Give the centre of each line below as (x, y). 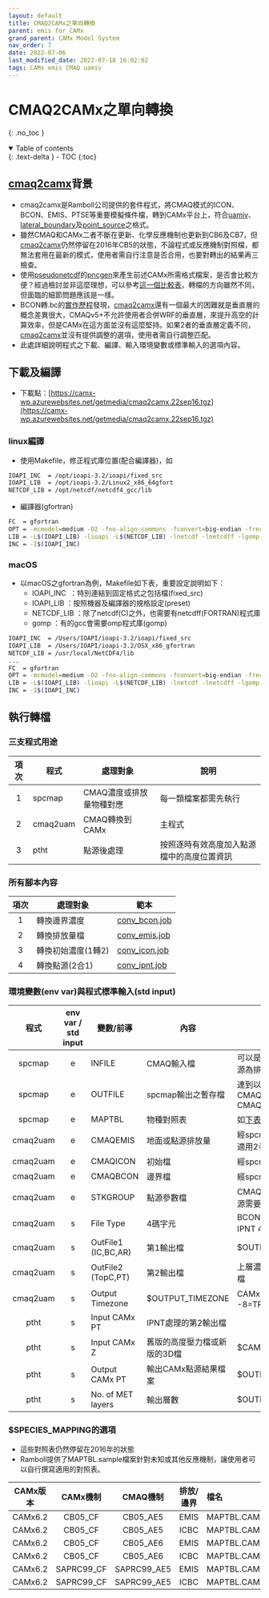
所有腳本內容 (33, 882)
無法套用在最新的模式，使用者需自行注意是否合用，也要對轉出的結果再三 (139, 255)
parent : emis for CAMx (46, 30)
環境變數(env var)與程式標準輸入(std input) (92, 991)
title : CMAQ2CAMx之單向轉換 (52, 23)
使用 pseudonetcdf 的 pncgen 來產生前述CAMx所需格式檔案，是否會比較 (136, 275)
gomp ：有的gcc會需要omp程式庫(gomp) (100, 623)
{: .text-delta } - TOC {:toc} (53, 156)
